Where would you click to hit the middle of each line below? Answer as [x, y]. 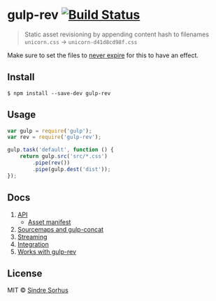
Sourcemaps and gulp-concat [60, 229]
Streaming [32, 237]
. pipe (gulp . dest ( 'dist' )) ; [72, 169]
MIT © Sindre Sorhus [38, 291]
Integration [33, 244]
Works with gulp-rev [47, 251]
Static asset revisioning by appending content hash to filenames [117, 34]
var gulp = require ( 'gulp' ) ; [50, 131]
